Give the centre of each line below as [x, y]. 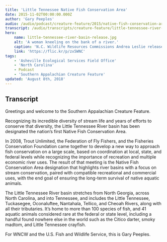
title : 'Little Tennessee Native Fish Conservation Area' [66, 10]
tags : [11, 56]
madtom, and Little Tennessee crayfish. [45, 225]
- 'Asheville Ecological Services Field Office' [65, 61]
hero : [11, 33]
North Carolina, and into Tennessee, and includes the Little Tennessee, [78, 198]
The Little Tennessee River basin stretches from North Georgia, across [77, 193]
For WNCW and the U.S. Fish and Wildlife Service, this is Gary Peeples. [78, 234]
